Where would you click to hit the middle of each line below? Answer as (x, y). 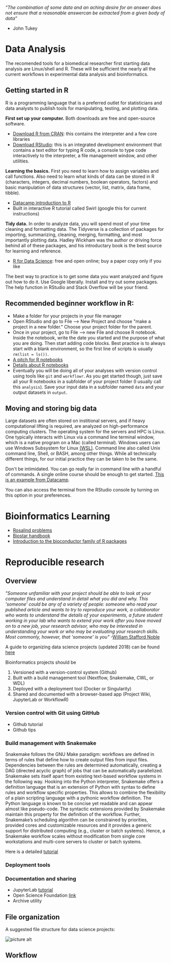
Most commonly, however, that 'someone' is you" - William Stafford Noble (83, 637)
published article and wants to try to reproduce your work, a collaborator (82, 610)
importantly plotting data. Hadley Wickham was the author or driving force (84, 240)
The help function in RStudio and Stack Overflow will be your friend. (77, 287)
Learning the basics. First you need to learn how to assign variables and (82, 171)
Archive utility (27, 901)
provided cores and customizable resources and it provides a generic (79, 825)
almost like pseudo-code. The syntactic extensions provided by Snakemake (85, 809)
